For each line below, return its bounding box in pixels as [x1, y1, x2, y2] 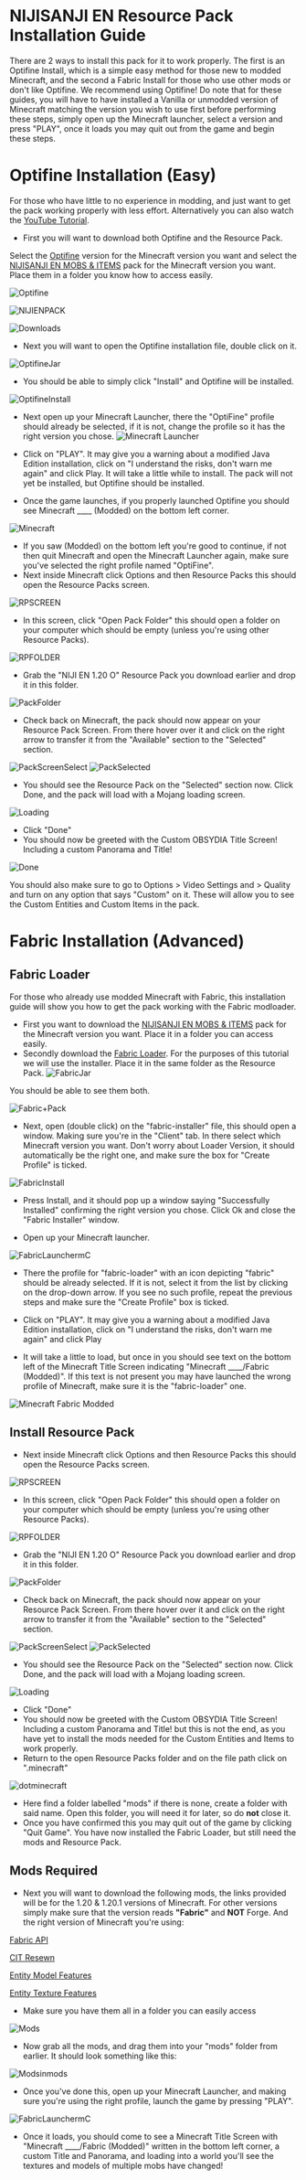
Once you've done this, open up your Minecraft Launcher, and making [22, 2086, 287, 2097]
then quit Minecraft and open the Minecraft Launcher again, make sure [22, 550, 290, 561]
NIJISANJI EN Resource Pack [9, 5, 234, 27]
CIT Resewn [9, 1951, 55, 1962]
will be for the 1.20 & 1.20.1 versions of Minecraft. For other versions [22, 1897, 278, 1907]
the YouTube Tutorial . [9, 214, 90, 225]
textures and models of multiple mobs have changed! [22, 2160, 224, 2171]
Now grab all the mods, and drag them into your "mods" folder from [22, 2040, 279, 2051]
